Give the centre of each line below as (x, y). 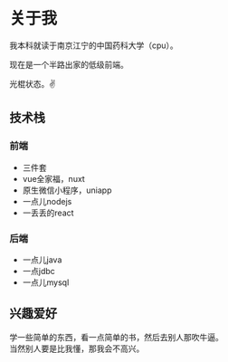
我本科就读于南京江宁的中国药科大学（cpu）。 (94, 45)
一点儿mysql (46, 282)
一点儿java (42, 260)
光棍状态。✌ (33, 83)
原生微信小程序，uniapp (67, 190)
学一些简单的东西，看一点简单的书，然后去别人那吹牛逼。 (116, 337)
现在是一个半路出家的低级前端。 (69, 64)
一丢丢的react (48, 213)
